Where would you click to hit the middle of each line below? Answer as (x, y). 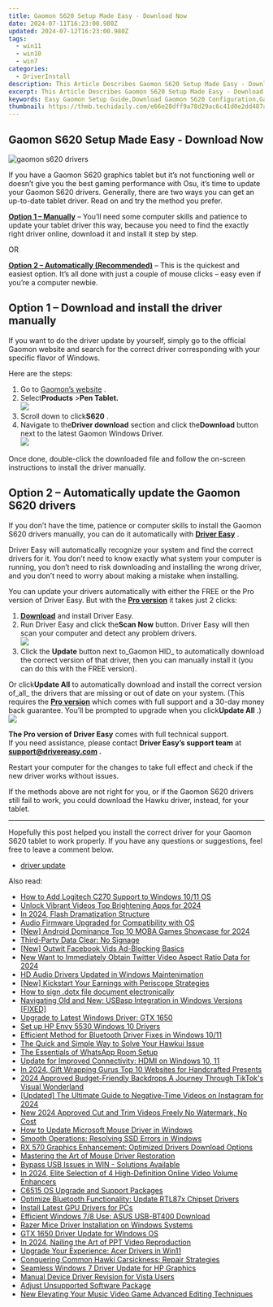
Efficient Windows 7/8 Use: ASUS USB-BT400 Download (115, 1216)
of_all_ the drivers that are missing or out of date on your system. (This (127, 693)
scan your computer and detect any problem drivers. (108, 633)
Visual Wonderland (52, 1087)
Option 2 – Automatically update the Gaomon (125, 493)
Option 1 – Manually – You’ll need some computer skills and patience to (128, 216)
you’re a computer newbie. (53, 282)
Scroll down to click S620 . (65, 416)
